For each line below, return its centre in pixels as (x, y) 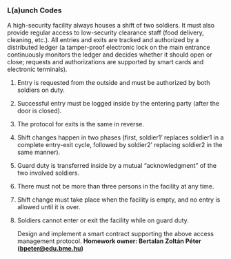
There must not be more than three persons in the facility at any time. (115, 186)
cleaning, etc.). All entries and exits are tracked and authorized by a (103, 40)
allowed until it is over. (49, 207)
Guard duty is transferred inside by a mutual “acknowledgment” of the (117, 166)
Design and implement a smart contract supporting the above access (115, 234)
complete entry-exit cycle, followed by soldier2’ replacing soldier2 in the (120, 145)
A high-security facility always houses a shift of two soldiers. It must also (111, 26)
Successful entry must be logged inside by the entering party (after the (118, 104)
